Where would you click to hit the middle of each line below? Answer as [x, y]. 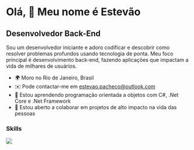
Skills [14, 128]
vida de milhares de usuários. [41, 66]
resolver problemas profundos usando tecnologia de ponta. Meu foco [90, 54]
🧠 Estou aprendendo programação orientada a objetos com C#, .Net [96, 95]
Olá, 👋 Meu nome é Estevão [73, 12]
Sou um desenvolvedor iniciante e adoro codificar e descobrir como [88, 47]
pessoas [25, 114]
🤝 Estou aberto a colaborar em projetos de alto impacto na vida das [96, 107]
